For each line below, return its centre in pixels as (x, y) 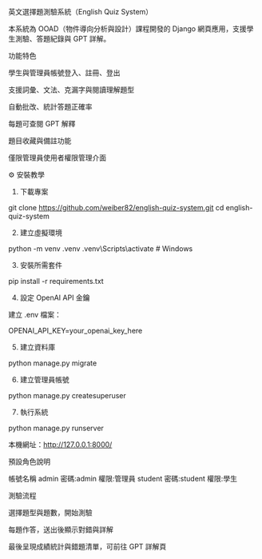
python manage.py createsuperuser (67, 395)
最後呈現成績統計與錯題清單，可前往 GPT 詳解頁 (87, 547)
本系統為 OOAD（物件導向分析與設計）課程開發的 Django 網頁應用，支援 (128, 29)
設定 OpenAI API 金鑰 (55, 297)
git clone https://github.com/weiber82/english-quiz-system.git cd (116, 208)
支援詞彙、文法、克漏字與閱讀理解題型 (71, 90)
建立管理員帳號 (44, 379)
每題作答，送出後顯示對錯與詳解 (61, 529)
